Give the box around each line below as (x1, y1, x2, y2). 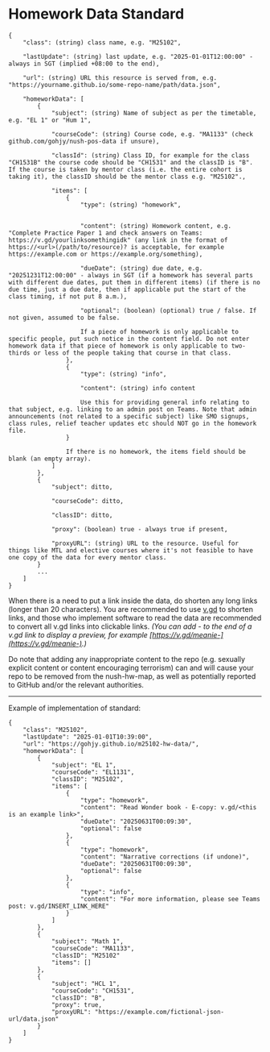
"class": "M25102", (22, 726, 88, 734)
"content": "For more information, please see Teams (80, 895, 261, 903)
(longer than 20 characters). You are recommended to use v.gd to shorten (8, 604, 253, 613)
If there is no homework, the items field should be (65, 447, 247, 455)
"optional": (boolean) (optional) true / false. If (80, 306, 257, 314)
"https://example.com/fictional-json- (94, 1008, 225, 1016)
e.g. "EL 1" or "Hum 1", (8, 116, 92, 124)
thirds (8, 348, 31, 357)
